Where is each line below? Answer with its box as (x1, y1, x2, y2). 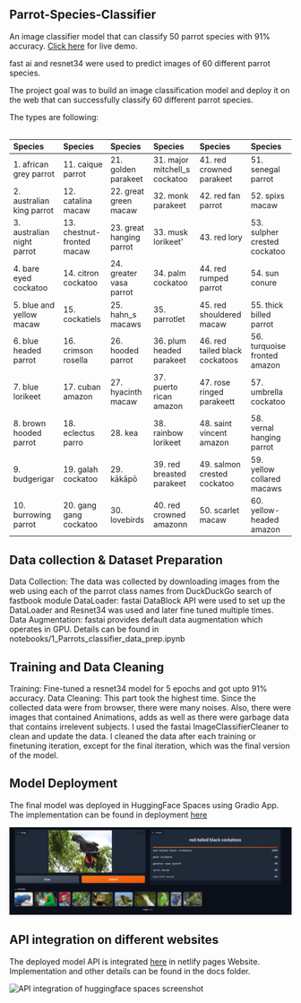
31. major (153, 154, 190, 165)
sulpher (250, 227, 279, 238)
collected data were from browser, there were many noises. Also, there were (9, 702, 291, 712)
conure (250, 277, 278, 288)
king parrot (13, 205, 54, 215)
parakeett (199, 396, 236, 406)
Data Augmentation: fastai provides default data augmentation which (9, 615, 263, 625)
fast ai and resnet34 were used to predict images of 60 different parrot (9, 57, 271, 68)
